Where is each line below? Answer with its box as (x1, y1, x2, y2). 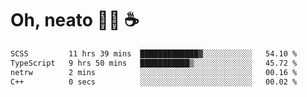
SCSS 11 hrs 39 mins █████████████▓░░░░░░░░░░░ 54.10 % (10, 48, 298, 59)
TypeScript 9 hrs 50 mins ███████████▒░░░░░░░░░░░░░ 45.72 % (10, 58, 298, 68)
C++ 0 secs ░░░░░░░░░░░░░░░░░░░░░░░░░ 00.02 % (10, 77, 298, 87)
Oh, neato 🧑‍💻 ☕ (10, 9, 140, 32)
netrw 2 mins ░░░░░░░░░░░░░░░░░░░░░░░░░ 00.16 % (10, 67, 298, 77)
